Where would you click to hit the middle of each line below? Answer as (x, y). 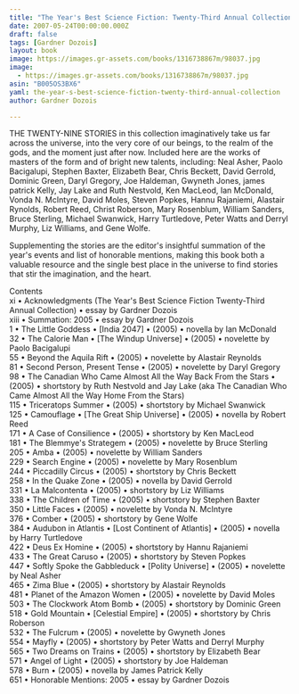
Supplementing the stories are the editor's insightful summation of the (137, 245)
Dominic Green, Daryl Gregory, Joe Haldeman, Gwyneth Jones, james (137, 181)
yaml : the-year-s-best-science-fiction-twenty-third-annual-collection (145, 92)
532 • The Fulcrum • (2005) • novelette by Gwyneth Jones (117, 632)
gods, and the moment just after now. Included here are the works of (135, 153)
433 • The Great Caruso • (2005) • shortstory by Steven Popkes (128, 557)
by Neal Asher (35, 575)
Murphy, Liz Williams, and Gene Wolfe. (80, 228)
